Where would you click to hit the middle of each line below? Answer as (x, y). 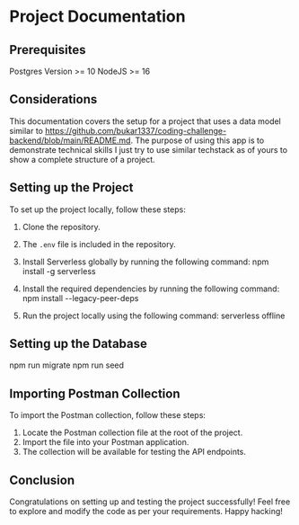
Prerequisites (48, 50)
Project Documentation (97, 17)
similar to (26, 130)
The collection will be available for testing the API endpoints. (134, 452)
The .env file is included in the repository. (99, 244)
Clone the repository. (61, 227)
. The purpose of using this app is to (197, 140)
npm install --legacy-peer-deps (80, 298)
